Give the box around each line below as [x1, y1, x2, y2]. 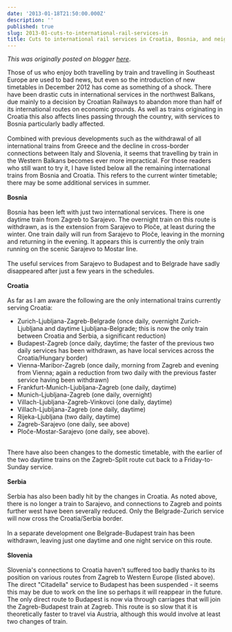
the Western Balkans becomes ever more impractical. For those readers [7, 156, 212, 165]
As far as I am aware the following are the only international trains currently [7, 296, 221, 305]
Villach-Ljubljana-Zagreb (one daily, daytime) [17, 406, 146, 414]
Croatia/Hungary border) [17, 354, 88, 362]
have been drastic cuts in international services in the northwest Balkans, [7, 91, 215, 99]
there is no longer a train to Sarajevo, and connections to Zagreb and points [7, 500, 222, 508]
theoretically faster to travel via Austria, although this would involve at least [7, 610, 221, 618]
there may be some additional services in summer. [7, 179, 151, 187]
